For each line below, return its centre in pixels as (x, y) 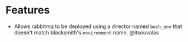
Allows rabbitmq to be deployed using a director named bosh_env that (98, 26)
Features (28, 10)
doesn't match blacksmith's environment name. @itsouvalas (86, 32)
